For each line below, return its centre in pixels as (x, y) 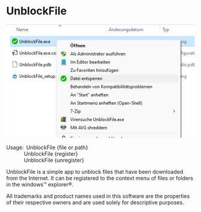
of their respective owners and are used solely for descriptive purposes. (95, 202)
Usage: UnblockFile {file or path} (47, 147)
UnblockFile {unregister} (54, 160)
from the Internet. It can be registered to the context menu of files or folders (100, 178)
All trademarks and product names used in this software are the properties (98, 196)
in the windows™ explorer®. (40, 184)
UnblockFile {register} (51, 153)
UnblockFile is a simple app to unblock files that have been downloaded (95, 171)
